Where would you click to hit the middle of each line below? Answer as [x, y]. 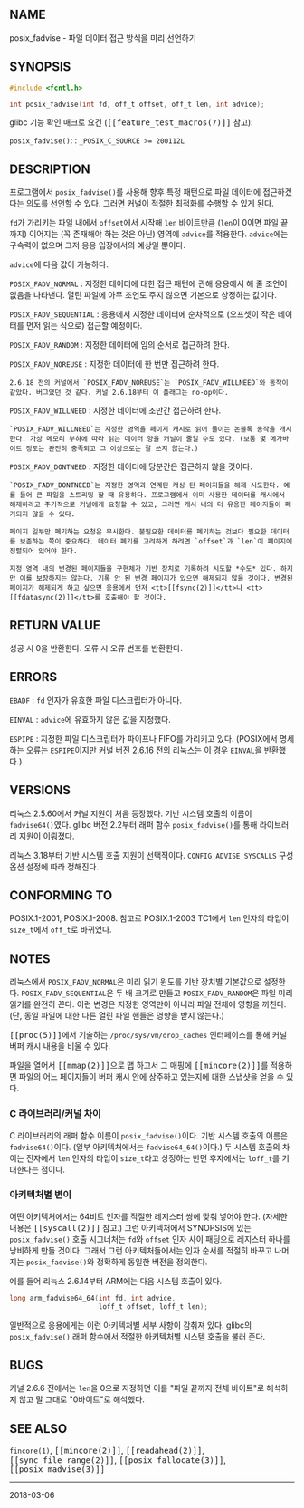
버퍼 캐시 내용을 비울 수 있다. [60, 1046]
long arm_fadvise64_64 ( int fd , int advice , [93, 1298]
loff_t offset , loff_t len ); [153, 1306]
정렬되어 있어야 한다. [43, 552]
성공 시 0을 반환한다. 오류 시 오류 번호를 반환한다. [96, 648]
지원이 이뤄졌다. [47, 836]
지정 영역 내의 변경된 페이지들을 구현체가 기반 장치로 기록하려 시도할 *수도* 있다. [143, 569]
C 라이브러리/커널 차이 [55, 1114]
